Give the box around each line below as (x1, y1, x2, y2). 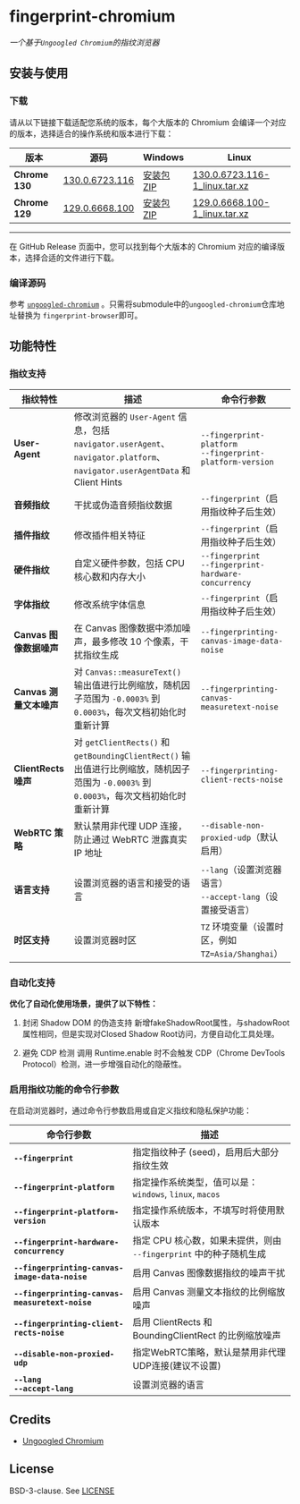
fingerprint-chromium (9, 6, 176, 27)
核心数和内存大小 (73, 570, 146, 582)
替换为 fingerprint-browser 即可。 (16, 310, 143, 320)
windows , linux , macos (132, 1188, 221, 1201)
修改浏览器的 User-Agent (73, 410, 176, 422)
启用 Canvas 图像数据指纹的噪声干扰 (132, 1267, 286, 1279)
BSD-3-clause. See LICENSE (9, 1485, 115, 1496)
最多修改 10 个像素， (91, 635, 180, 648)
